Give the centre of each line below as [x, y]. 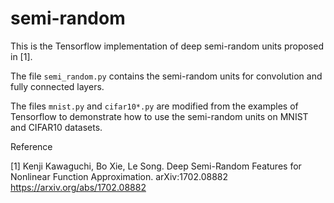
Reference [31, 146]
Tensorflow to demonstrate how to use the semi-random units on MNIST [159, 116]
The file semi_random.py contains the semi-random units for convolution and [166, 76]
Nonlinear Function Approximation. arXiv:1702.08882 [119, 176]
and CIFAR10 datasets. [56, 127]
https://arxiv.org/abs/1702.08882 [78, 187]
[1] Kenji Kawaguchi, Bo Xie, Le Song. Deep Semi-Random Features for [156, 166]
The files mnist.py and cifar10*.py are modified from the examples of [154, 106]
